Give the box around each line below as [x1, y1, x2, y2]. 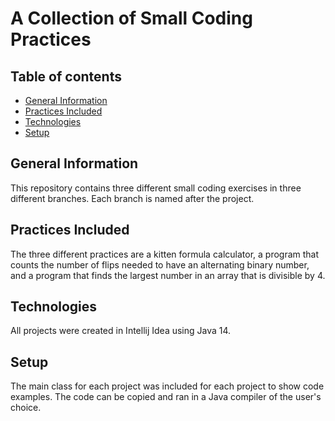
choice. [10, 402, 42, 414]
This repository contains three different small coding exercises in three [10, 182, 302, 194]
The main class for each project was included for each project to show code [10, 380, 325, 392]
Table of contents [10, 68, 122, 85]
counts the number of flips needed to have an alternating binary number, [10, 258, 310, 271]
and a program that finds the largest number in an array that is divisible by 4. [10, 269, 326, 281]
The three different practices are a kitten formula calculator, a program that [10, 248, 320, 260]
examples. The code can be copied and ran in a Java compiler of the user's [10, 391, 322, 403]
